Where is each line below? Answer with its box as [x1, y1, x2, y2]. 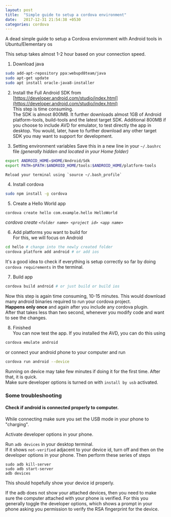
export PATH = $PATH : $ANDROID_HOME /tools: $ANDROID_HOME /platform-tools [5, 163, 157, 168]
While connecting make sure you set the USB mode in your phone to [5, 416, 149, 422]
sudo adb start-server [5, 466, 54, 472]
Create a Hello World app [12, 200, 66, 206]
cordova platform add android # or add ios [5, 249, 100, 254]
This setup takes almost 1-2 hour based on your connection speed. [5, 51, 146, 57]
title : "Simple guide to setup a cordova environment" [5, 12, 127, 17]
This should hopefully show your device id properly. [5, 480, 115, 486]
